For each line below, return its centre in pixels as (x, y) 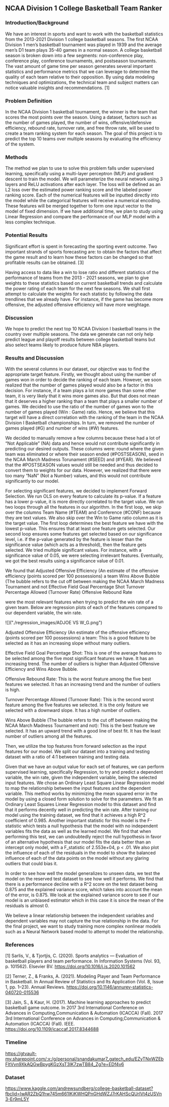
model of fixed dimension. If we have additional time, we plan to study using (84, 211)
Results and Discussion (35, 358)
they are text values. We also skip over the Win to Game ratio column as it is (84, 518)
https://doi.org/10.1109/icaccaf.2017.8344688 (52, 1029)
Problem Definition (29, 101)
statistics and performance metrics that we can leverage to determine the (81, 71)
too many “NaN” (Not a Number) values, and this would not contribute (78, 476)
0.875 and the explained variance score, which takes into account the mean (84, 890)
